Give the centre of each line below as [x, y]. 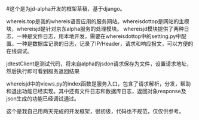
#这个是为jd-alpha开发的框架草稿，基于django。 [66, 9]
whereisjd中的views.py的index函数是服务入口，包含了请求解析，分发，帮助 [99, 84]
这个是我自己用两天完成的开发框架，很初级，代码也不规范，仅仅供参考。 [95, 111]
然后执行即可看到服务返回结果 [43, 71]
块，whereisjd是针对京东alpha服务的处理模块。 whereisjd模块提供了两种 [95, 29]
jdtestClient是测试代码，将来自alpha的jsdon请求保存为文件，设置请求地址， [99, 64]
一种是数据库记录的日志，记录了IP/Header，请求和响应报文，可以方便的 [105, 44]
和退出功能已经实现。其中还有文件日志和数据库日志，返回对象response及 [96, 91]
